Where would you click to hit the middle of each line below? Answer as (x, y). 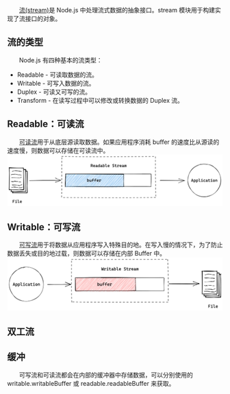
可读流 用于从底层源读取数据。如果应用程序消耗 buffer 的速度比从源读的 (119, 142)
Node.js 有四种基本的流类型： (61, 60)
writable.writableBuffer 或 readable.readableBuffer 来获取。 (91, 383)
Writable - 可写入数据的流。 (56, 83)
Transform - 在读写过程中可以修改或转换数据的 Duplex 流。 (100, 100)
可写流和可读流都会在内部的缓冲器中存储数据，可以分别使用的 (106, 375)
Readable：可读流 (46, 124)
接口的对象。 (43, 19)
